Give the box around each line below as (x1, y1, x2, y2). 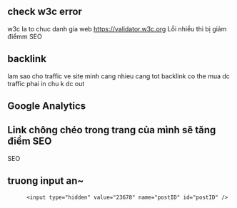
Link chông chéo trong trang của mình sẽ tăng (7, 124, 216, 136)
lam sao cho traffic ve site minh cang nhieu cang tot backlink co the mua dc (7, 71, 231, 80)
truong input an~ (7, 175, 84, 187)
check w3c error (7, 6, 82, 18)
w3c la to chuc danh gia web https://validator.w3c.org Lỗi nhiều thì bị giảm (7, 24, 227, 33)
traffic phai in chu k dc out (7, 79, 85, 88)
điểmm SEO (7, 32, 43, 41)
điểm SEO (7, 135, 52, 147)
